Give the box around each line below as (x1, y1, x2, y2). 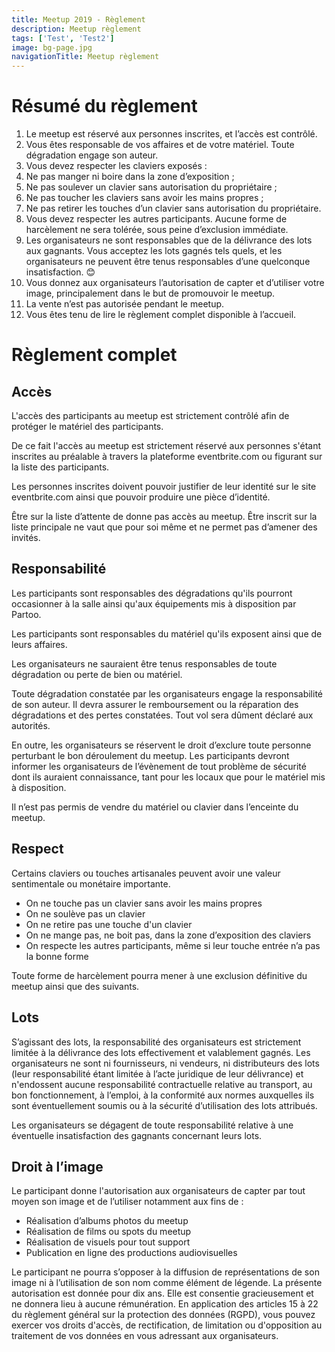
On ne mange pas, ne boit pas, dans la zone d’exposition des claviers (25, 929, 312, 941)
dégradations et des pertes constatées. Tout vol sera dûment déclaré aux (11, 709, 314, 721)
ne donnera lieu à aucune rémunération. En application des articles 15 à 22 (11, 1298, 319, 1310)
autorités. (11, 719, 51, 731)
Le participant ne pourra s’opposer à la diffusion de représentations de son (11, 1266, 320, 1278)
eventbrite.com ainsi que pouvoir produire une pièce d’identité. (11, 491, 271, 503)
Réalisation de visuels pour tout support (25, 1236, 191, 1248)
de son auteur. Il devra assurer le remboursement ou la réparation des (11, 698, 299, 710)
